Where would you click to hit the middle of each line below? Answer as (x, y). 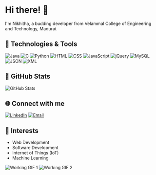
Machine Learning (30, 158)
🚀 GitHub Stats (28, 77)
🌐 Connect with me (35, 103)
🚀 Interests (22, 131)
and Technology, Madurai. (31, 28)
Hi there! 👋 (27, 10)
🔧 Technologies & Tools (41, 44)
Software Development (35, 148)
